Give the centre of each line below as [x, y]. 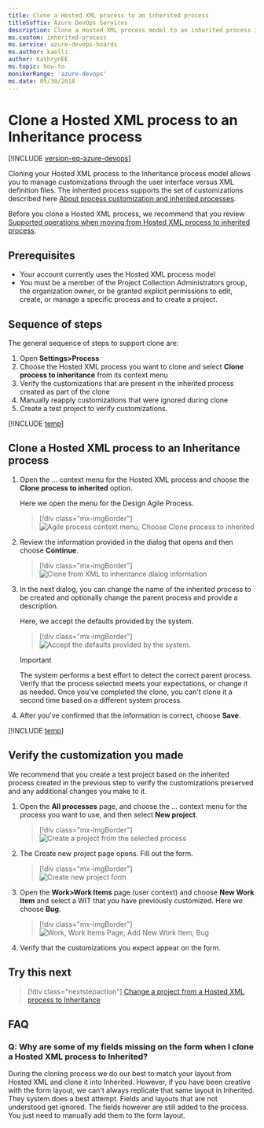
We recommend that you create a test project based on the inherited [119, 774]
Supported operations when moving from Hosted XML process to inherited [129, 222]
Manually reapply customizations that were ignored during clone [124, 400]
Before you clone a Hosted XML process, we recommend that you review [126, 214]
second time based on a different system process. [101, 700]
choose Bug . [40, 909]
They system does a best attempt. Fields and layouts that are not [113, 1099]
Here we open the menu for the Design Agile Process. [106, 503]
